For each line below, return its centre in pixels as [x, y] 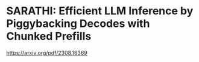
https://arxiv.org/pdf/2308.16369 [47, 52]
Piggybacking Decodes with [78, 24]
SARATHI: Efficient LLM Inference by [100, 11]
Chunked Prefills [49, 36]
